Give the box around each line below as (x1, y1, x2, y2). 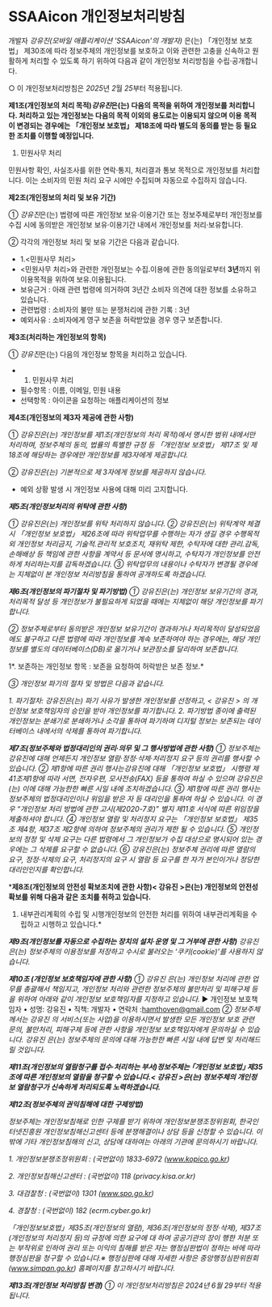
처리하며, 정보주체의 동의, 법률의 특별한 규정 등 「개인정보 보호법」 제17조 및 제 (8, 439, 257, 449)
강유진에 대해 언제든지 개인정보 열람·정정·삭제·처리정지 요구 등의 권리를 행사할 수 (8, 753, 261, 763)
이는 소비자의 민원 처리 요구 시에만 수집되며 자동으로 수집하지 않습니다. (25, 175, 248, 185)
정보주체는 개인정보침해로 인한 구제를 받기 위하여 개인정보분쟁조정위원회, (8, 1116, 237, 1126)
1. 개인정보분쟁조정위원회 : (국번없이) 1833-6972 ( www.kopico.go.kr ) (8, 1154, 230, 1164)
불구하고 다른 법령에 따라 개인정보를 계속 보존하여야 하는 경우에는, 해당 (23, 634, 245, 643)
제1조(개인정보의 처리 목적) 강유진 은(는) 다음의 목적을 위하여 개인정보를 (8, 100, 228, 110)
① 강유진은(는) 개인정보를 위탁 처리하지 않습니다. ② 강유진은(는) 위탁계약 (8, 519, 245, 528)
